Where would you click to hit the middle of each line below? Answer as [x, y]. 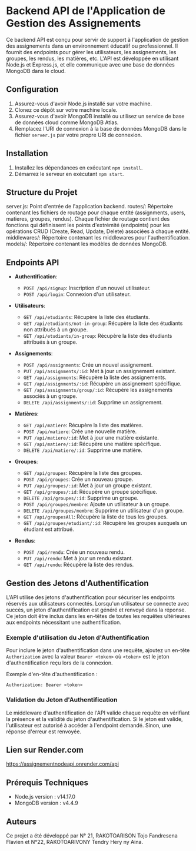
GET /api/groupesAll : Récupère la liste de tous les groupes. [96, 517]
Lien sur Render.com [45, 749]
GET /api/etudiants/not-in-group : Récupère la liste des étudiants [103, 323]
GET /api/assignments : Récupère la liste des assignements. [95, 377]
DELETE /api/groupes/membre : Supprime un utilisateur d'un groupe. [104, 511]
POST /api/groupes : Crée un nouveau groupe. [78, 479]
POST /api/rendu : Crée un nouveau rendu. [74, 552]
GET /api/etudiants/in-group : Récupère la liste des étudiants [98, 336]
